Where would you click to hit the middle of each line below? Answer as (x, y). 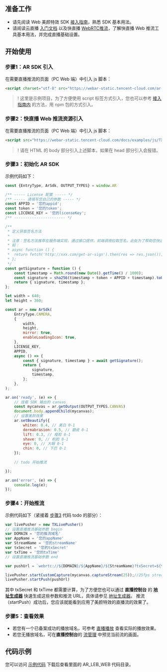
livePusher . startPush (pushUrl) (38, 580)
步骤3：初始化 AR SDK (32, 165)
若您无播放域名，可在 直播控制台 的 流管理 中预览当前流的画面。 (77, 634)
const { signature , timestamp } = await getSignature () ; (83, 360)
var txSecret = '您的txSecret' (37, 548)
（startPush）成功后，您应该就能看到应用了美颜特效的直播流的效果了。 (78, 602)
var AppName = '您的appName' (35, 538)
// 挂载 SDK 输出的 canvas (40, 402)
